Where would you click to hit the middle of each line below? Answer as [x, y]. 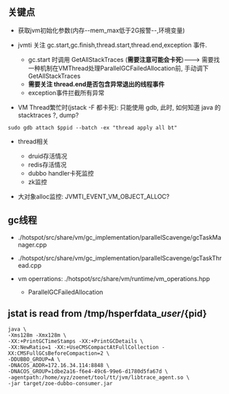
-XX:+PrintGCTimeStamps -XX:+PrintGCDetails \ [76, 342]
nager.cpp [32, 245]
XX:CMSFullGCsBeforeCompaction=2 [56, 353]
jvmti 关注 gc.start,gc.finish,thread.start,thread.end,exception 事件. [112, 45]
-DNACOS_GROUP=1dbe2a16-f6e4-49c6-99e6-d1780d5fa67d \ [88, 372]
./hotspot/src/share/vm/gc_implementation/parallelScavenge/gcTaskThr [120, 258]
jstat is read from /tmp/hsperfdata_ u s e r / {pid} [107, 314]
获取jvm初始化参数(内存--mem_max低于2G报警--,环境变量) [101, 30]
